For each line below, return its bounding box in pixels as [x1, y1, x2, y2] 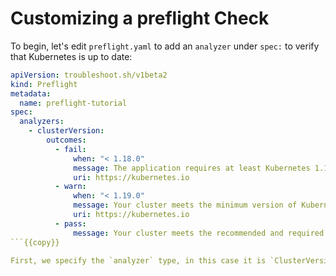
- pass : [54, 218, 87, 229]
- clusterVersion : [28, 126, 105, 136]
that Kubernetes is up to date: [10, 50, 133, 62]
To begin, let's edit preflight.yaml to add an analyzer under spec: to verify [10, 40, 320, 52]
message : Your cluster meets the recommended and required [73, 228, 325, 238]
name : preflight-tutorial [19, 98, 128, 108]
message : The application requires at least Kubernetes [73, 163, 311, 173]
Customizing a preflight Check [10, 7, 270, 30]
